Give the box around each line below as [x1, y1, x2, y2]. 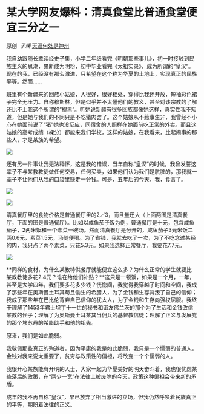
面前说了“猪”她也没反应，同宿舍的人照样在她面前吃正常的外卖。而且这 [22, 121, 197, 128]
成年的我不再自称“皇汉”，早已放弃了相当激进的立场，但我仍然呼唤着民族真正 [6, 393, 197, 401]
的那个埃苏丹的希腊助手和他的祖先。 [6, 319, 97, 326]
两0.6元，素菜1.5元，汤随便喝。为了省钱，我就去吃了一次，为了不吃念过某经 [6, 234, 196, 241]
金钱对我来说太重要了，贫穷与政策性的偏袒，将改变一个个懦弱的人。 [6, 352, 176, 359]
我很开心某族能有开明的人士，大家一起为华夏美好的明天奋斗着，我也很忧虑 [6, 365, 192, 372]
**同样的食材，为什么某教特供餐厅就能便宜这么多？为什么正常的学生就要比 [6, 265, 192, 273]
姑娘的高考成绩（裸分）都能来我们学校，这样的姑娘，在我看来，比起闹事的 [6, 128, 192, 135]
